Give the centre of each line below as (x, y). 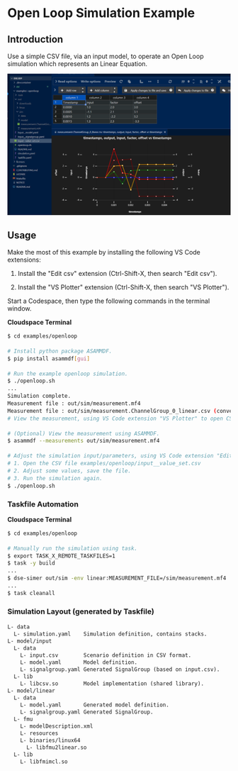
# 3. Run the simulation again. (55, 478)
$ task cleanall (31, 593)
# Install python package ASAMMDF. (60, 351)
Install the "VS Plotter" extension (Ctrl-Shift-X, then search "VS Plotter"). (123, 287)
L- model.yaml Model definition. (79, 662)
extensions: (24, 260)
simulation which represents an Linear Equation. (77, 64)
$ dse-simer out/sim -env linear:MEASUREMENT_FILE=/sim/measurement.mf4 (117, 578)
